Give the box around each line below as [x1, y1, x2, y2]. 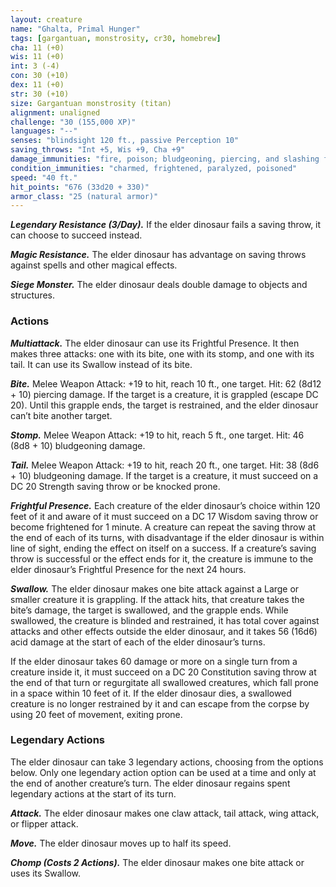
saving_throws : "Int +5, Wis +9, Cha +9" [10, 145, 186, 155]
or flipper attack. [10, 817, 79, 830]
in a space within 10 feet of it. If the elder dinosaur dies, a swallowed [10, 687, 292, 699]
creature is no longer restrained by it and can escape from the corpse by [10, 697, 310, 710]
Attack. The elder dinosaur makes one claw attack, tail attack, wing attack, [10, 807, 320, 819]
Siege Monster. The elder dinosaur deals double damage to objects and [10, 279, 308, 291]
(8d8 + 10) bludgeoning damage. [10, 439, 146, 451]
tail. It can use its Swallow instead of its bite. [10, 358, 193, 370]
